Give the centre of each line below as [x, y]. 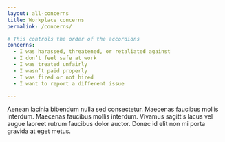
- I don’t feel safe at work [55, 58]
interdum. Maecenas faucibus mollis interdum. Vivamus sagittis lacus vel [110, 116]
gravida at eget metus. [39, 131]
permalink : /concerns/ [40, 26]
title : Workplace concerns [46, 20]
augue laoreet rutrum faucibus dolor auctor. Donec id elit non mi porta [106, 124]
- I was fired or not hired [54, 77]
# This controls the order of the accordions [73, 39]
